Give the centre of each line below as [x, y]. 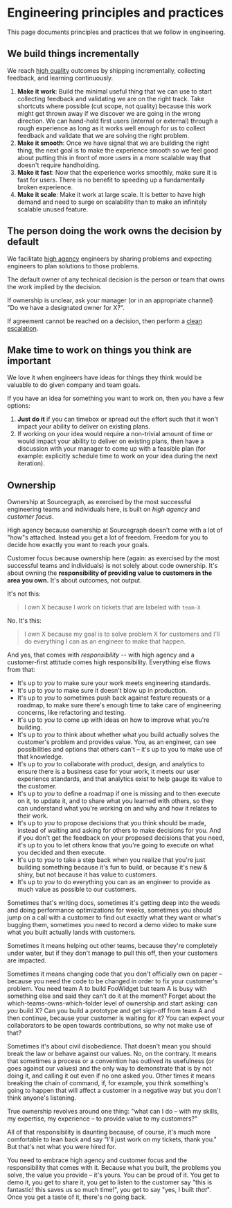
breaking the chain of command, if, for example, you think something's [108, 1083]
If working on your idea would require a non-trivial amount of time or [115, 434]
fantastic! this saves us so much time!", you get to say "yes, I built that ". [109, 1190]
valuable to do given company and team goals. [74, 385]
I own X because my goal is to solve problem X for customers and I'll [122, 634]
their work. [33, 816]
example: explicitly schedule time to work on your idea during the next [117, 456]
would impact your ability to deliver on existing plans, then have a [110, 441]
